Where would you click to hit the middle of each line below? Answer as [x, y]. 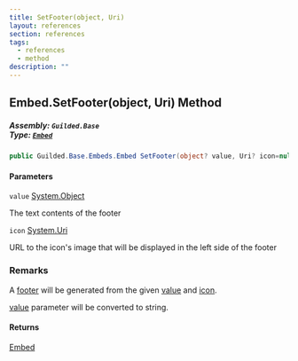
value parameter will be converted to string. [89, 307]
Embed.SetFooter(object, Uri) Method [116, 103]
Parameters [31, 176]
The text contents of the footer [65, 213]
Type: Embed [31, 135]
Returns [24, 327]
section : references [47, 34]
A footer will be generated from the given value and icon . [113, 290]
